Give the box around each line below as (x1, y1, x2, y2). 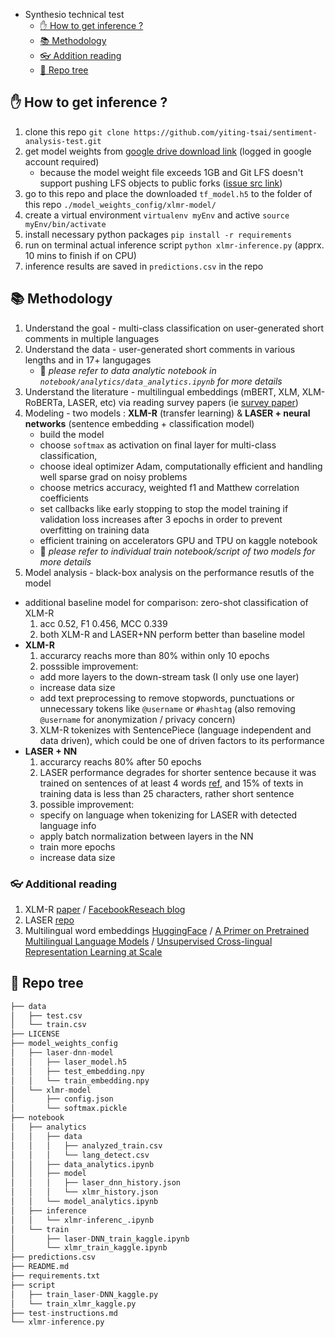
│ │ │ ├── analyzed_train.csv (10, 1140, 163, 1151)
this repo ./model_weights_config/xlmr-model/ (24, 198, 217, 210)
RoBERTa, (24, 396, 66, 408)
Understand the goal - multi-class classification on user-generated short (24, 322, 325, 334)
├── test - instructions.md (10, 1308, 118, 1318)
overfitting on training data (39, 524, 150, 536)
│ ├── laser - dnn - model (10, 1048, 114, 1058)
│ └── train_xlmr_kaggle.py (10, 1299, 137, 1309)
